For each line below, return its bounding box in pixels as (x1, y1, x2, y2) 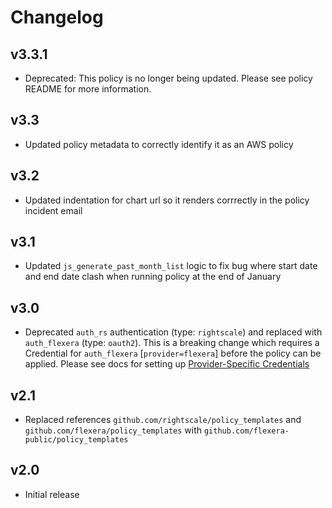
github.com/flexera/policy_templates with (24, 424, 203, 436)
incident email (24, 204, 83, 216)
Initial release (24, 488, 80, 500)
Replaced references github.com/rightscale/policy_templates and (24, 414, 302, 426)
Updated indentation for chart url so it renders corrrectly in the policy (24, 194, 310, 206)
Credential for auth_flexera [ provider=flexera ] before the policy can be (24, 347, 322, 360)
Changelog (10, 6, 104, 29)
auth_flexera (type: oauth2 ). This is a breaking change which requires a (24, 337, 320, 349)
